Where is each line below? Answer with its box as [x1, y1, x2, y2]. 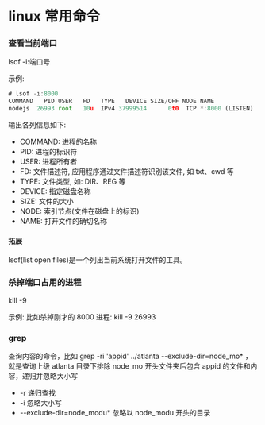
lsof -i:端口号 [8, 57, 51, 67]
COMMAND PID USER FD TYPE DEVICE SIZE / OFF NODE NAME [8, 97, 215, 106]
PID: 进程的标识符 [19, 147, 78, 156]
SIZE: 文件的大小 [19, 196, 74, 207]
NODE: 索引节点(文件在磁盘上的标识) [19, 207, 140, 216]
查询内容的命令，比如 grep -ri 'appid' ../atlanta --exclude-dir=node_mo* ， [8, 351, 252, 361]
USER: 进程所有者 [19, 156, 78, 167]
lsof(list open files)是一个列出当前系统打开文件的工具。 [8, 255, 188, 265]
